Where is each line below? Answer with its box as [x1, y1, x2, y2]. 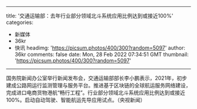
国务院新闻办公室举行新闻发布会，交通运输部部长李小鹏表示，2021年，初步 [6, 75, 188, 82]
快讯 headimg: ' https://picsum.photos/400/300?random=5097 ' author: [14, 44, 186, 51]
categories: [6, 19, 33, 26]
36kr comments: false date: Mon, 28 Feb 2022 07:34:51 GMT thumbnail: [14, 51, 189, 58]
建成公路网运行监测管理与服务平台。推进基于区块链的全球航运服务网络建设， [6, 82, 191, 89]
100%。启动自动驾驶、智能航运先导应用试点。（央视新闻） [6, 97, 146, 103]
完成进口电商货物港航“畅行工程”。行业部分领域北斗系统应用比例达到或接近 [6, 89, 186, 96]
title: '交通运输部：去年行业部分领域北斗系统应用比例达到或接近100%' [6, 12, 174, 19]
